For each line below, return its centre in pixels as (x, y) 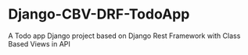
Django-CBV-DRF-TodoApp (99, 14)
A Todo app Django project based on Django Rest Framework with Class (124, 36)
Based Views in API (39, 43)
